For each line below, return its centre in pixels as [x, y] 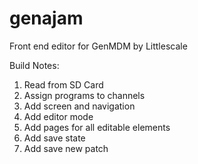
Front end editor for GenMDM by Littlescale [98, 46]
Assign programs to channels [84, 95]
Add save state [54, 138]
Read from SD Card [63, 84]
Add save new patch [66, 148]
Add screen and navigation [79, 106]
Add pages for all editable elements [97, 127]
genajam [46, 18]
